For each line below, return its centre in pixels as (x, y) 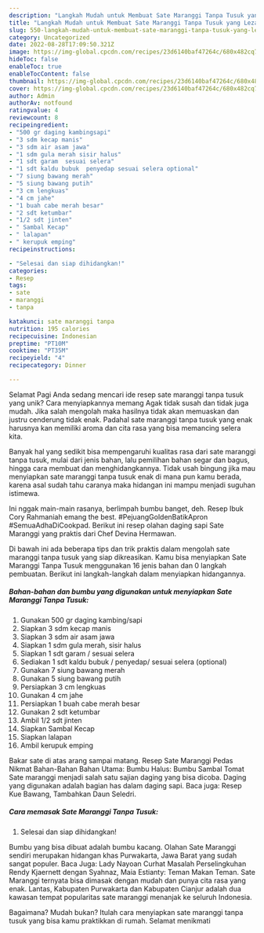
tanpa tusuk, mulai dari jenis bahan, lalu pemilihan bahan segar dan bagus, (129, 460)
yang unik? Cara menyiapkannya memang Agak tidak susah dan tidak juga (129, 402)
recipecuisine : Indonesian (53, 336)
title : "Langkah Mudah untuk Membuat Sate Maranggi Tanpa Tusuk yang (125, 23)
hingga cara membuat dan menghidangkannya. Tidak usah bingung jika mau (132, 468)
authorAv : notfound (41, 103)
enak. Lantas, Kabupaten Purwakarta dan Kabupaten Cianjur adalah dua (125, 888)
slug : (18, 30)
